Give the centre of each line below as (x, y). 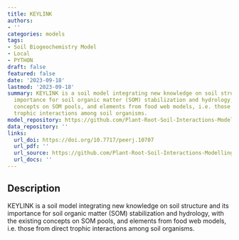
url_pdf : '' (32, 147)
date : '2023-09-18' (36, 80)
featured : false (31, 73)
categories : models (36, 34)
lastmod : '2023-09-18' (41, 87)
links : (17, 133)
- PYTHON (20, 61)
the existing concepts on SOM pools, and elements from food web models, (117, 221)
